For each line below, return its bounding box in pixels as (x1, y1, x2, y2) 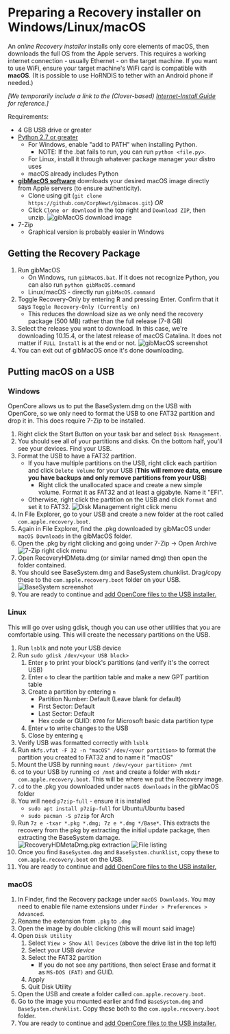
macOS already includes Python (27, 169, 119, 178)
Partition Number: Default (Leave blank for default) (38, 694, 181, 703)
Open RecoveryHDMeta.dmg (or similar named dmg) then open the (17, 554, 207, 562)
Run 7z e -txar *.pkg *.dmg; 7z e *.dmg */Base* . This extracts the (17, 819, 211, 827)
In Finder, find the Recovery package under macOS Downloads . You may (17, 895, 216, 904)
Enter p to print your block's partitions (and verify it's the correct (27, 658, 209, 666)
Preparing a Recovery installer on (8, 5, 201, 21)
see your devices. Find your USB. (17, 445, 112, 453)
